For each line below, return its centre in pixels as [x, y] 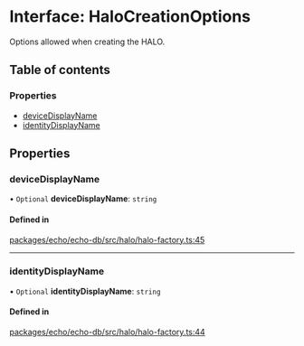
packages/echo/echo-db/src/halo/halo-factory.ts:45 [107, 239]
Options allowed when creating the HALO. [87, 42]
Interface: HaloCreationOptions [130, 17]
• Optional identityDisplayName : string [85, 291]
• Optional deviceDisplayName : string [83, 199]
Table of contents [60, 70]
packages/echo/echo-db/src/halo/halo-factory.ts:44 [107, 332]
